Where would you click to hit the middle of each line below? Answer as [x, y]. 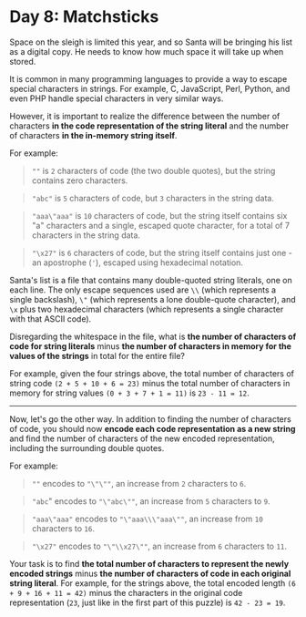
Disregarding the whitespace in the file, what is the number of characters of [153, 336]
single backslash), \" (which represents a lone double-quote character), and [153, 299]
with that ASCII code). [51, 319]
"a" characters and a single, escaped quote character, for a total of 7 [160, 225]
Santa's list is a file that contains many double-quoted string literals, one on [151, 280]
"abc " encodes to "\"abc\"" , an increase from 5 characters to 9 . [151, 501]
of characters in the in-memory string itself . [93, 135]
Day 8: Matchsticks [84, 17]
